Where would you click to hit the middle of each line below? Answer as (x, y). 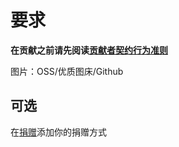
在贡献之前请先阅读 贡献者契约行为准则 (89, 50)
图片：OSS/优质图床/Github (67, 71)
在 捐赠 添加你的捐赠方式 (58, 132)
